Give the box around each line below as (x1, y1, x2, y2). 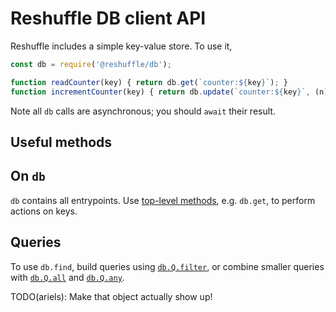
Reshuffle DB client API (10, 7, 207, 30)
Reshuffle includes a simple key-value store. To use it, (10, 40, 233, 52)
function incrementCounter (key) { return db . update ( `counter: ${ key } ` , (10, 87, 311, 97)
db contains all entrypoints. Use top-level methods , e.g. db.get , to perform (10, 194, 316, 206)
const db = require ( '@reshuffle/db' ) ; (10, 59, 172, 69)
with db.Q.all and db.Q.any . (10, 271, 125, 283)
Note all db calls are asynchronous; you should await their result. (10, 105, 276, 117)
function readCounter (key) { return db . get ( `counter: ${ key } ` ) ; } (10, 77, 289, 87)
